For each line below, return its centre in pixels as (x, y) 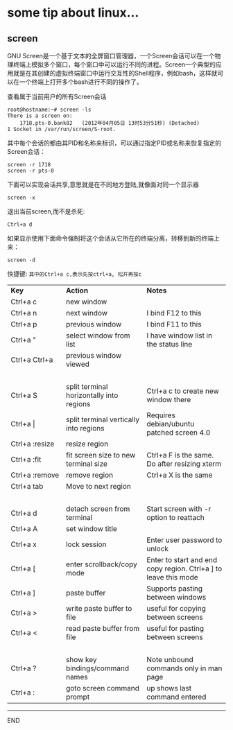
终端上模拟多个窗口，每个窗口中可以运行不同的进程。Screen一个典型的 (114, 64)
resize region (87, 444)
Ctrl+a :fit (26, 459)
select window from (98, 336)
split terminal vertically (103, 419)
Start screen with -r (179, 509)
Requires (161, 415)
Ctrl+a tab (27, 486)
